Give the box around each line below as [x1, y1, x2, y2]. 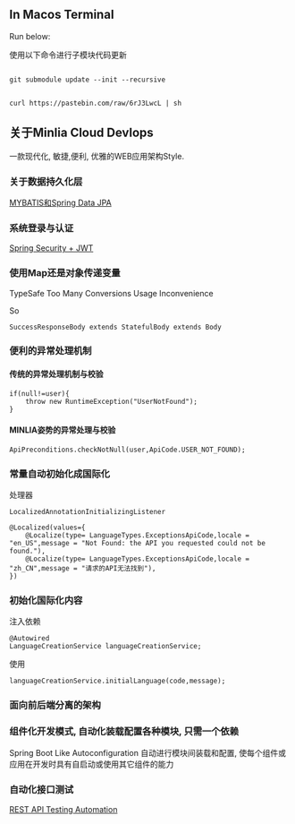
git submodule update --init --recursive [9, 75, 166, 84]
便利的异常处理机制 [9, 345, 92, 357]
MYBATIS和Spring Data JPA [9, 197, 112, 208]
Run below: [9, 30, 51, 41]
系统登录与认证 [9, 221, 74, 234]
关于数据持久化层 [9, 175, 83, 187]
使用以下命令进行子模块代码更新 [9, 49, 127, 60]
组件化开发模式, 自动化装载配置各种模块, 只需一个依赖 [9, 725, 240, 738]
